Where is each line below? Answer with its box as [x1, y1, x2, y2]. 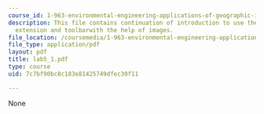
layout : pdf [8, 48, 47, 56]
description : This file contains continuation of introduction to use [8, 19, 244, 27]
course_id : [8, 11, 44, 20]
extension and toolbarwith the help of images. [15, 26, 174, 34]
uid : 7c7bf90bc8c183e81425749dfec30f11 [8, 70, 139, 78]
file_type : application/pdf [8, 41, 101, 49]
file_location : [8, 33, 58, 42]
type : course [8, 63, 51, 71]
